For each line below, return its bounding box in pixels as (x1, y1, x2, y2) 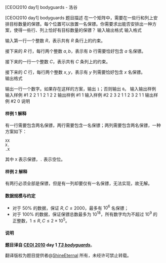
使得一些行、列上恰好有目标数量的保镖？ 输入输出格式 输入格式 (13, 27, 142, 33)
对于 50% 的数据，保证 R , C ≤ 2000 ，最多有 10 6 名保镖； (12, 204, 129, 211)
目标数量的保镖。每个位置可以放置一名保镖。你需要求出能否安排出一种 (9, 21, 152, 27)
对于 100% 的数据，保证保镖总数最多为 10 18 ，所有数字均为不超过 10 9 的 (12, 211, 158, 217)
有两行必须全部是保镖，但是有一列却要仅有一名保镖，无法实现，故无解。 (5, 180, 152, 186)
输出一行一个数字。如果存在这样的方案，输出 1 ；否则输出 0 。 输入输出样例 (5, 86, 157, 91)
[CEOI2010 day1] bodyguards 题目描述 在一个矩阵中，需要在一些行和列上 (5, 15, 154, 21)
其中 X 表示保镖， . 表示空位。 (5, 156, 66, 162)
